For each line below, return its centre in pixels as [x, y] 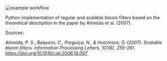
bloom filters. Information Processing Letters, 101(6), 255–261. [70, 48]
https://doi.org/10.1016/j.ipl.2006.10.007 [46, 53]
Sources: [15, 33]
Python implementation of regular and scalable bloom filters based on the [82, 17]
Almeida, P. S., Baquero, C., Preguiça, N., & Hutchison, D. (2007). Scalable [84, 42]
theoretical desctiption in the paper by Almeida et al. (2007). [68, 23]
